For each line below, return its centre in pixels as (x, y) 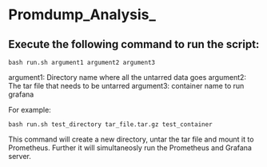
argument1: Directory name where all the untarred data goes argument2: (127, 77)
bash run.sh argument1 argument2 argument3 (82, 62)
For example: (30, 110)
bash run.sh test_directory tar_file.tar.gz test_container (111, 125)
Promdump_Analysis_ (82, 15)
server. (20, 156)
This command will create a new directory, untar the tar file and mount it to (131, 139)
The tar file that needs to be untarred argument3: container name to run (126, 86)
